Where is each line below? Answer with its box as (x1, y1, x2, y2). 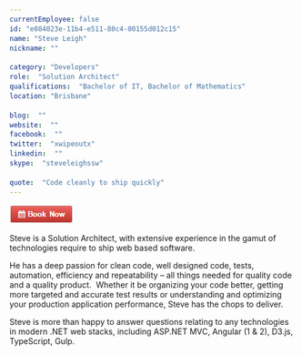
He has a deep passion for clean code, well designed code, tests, (9, 259, 255, 270)
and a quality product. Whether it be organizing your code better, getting (9, 279, 284, 290)
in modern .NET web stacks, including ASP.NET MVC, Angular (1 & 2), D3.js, (9, 326, 294, 337)
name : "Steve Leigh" (9, 34, 88, 43)
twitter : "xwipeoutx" (9, 139, 96, 149)
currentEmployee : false (9, 15, 100, 24)
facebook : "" (9, 130, 64, 139)
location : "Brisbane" (9, 91, 92, 100)
